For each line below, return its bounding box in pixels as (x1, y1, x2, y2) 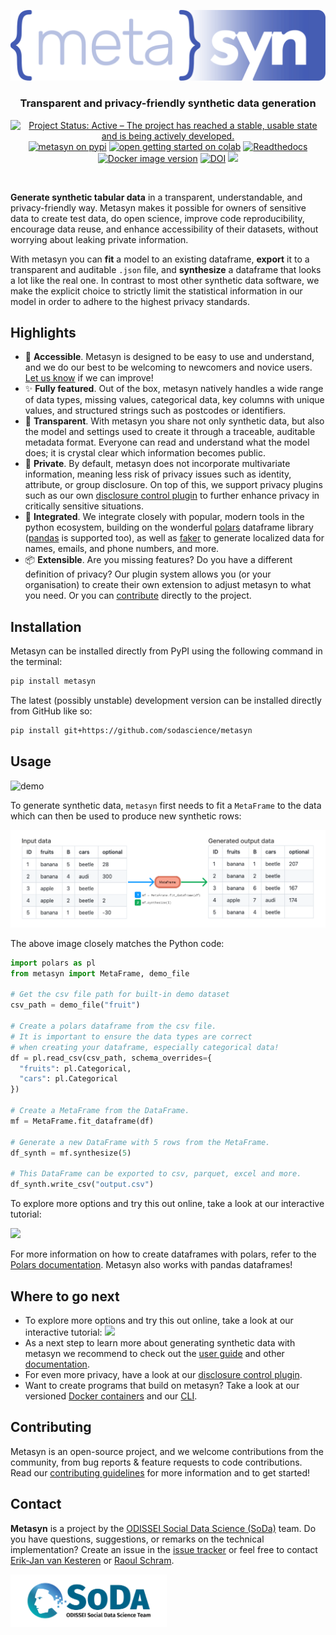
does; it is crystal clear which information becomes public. (24, 447, 266, 459)
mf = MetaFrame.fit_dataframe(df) (10, 1116, 155, 1126)
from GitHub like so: (10, 705, 93, 717)
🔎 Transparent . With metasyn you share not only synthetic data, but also (24, 415, 325, 427)
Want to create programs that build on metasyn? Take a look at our (24, 1379, 300, 1391)
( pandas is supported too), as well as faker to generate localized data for (24, 532, 325, 544)
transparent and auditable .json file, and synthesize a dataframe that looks (10, 263, 322, 275)
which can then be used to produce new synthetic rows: (10, 810, 242, 822)
